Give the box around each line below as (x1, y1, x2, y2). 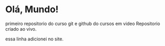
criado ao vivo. (5, 26, 37, 32)
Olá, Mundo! (5, 4, 59, 15)
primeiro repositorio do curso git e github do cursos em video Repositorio (5, 20, 160, 27)
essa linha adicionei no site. (5, 36, 64, 42)
